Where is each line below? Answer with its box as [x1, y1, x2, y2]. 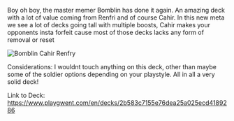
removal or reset [7, 36, 54, 44]
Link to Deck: [7, 91, 45, 99]
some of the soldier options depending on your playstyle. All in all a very [7, 70, 215, 78]
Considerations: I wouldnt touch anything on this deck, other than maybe [7, 63, 217, 71]
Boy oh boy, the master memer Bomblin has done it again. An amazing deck [7, 6, 226, 14]
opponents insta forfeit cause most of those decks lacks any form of [7, 28, 205, 36]
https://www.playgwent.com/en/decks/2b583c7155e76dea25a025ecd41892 [7, 99, 227, 107]
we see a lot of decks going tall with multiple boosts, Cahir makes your [7, 21, 211, 29]
